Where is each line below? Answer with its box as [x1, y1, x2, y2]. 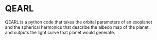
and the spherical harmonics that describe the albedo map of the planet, [5, 24, 150, 30]
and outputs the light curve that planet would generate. [5, 29, 115, 35]
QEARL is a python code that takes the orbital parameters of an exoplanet [5, 19, 152, 25]
